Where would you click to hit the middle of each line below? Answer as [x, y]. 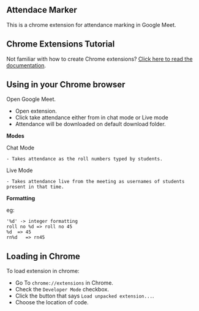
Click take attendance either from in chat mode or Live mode [92, 118]
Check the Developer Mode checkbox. [62, 290]
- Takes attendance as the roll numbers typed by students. [85, 159]
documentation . [26, 65]
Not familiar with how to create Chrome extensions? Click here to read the [99, 59]
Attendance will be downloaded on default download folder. [91, 124]
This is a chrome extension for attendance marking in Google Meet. [91, 24]
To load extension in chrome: [43, 271]
